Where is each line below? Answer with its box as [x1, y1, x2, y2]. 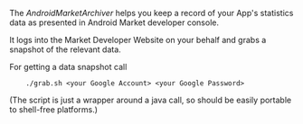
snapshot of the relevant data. [9, 44, 122, 55]
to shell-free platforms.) [9, 104, 98, 115]
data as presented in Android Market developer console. [9, 17, 220, 28]
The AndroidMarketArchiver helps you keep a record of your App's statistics [9, 8, 294, 18]
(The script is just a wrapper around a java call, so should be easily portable [9, 94, 292, 105]
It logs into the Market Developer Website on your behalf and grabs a [9, 35, 267, 45]
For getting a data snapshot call [9, 62, 128, 72]
